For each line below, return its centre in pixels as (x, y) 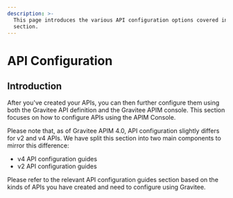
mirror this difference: (38, 145)
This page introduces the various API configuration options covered (116, 20)
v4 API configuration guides (57, 159)
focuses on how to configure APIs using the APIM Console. (92, 118)
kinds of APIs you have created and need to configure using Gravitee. (106, 187)
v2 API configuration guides (57, 166)
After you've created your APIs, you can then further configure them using (113, 103)
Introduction (35, 86)
